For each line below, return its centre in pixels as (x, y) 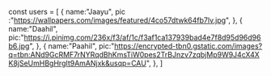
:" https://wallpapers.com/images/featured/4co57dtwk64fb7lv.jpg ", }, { (125, 20)
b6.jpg (19, 46)
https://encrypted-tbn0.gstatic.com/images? (188, 46)
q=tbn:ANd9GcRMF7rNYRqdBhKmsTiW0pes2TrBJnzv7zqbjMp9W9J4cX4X (134, 55)
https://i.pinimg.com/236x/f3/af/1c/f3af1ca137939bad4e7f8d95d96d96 (142, 37)
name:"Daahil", (33, 29)
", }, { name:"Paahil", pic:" (72, 46)
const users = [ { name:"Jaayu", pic (67, 12)
